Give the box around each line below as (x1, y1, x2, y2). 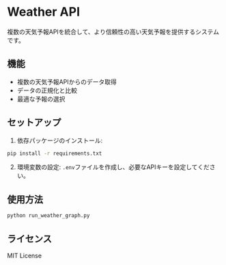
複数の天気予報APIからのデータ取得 (16, 77, 117, 86)
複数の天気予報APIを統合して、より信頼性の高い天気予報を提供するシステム (7, 27, 220, 36)
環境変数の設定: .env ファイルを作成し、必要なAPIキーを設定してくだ (16, 163, 210, 171)
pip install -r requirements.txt (7, 150, 102, 157)
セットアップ (7, 117, 61, 129)
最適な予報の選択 (16, 94, 66, 103)
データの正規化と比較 (16, 86, 77, 94)
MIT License (7, 251, 42, 260)
